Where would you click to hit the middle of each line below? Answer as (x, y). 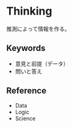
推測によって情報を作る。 (38, 29)
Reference (26, 91)
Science (25, 118)
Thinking (30, 11)
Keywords (26, 48)
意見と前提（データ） (42, 63)
